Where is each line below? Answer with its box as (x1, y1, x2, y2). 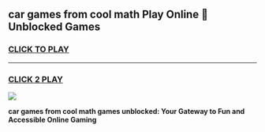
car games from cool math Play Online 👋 (8, 8, 209, 21)
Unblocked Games (8, 21, 101, 34)
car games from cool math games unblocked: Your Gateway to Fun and (8, 106, 245, 115)
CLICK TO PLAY (8, 44, 69, 55)
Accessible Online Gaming (8, 115, 97, 124)
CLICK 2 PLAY (8, 74, 63, 85)
